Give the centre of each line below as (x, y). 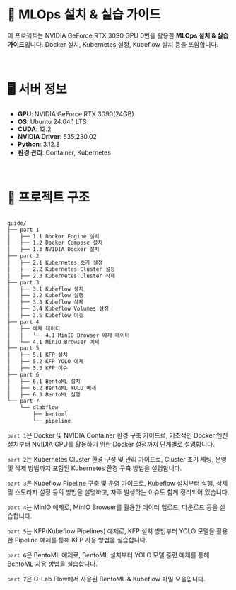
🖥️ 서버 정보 (37, 90)
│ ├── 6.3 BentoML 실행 (44, 394)
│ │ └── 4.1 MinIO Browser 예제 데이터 (69, 335)
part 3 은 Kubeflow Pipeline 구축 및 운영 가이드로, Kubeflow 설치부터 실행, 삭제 (118, 483)
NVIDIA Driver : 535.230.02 (57, 136)
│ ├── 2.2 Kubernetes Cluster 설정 (61, 269)
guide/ (17, 223)
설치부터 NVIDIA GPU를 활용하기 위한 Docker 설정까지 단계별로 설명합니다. (111, 444)
